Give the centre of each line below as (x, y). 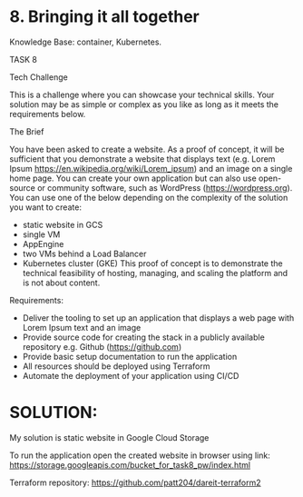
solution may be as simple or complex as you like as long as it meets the (144, 104)
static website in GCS (63, 224)
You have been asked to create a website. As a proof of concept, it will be (147, 149)
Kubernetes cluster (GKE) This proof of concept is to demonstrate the (152, 263)
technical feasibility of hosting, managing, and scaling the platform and (155, 273)
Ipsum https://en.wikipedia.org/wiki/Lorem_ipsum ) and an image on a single (151, 168)
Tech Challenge (39, 77)
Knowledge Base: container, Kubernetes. (85, 42)
